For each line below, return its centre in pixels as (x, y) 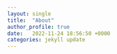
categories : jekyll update (46, 40)
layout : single (29, 14)
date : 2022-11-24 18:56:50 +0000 (59, 33)
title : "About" (31, 20)
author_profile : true (39, 27)
